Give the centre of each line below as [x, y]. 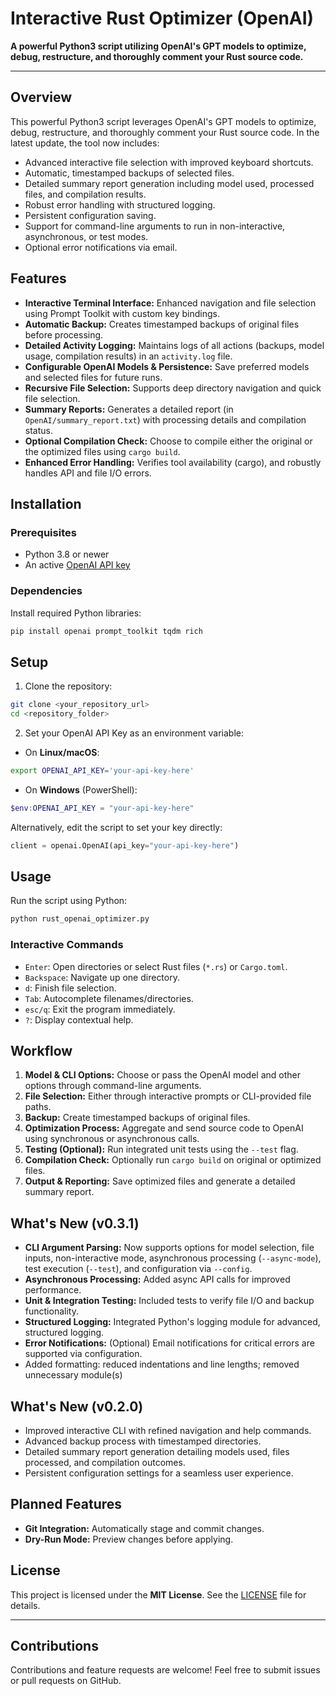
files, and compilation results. [85, 194]
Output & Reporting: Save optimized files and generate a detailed [160, 1181]
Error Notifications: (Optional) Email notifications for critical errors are [169, 1343]
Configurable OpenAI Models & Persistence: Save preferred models [167, 366]
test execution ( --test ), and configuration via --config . [138, 1269]
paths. [38, 1107]
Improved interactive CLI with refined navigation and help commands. [168, 1431]
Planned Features [66, 1504]
